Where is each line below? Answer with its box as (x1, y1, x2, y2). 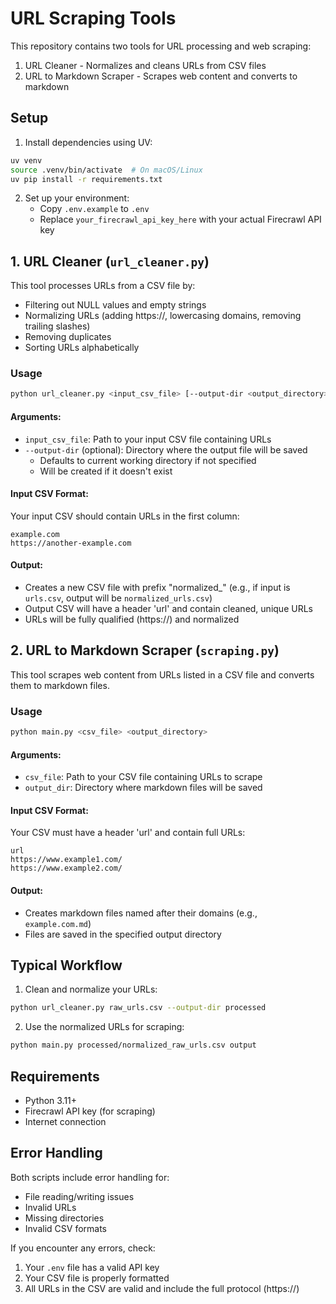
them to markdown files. (10, 679, 110, 691)
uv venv (10, 155, 43, 166)
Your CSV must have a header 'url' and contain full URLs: (10, 827, 246, 839)
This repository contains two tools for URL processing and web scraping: (10, 40, 312, 52)
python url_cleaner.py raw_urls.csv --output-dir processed (10, 1003, 267, 1013)
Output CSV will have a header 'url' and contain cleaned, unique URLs (24, 602, 313, 614)
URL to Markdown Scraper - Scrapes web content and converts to (24, 70, 298, 82)
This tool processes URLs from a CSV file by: (10, 280, 196, 292)
